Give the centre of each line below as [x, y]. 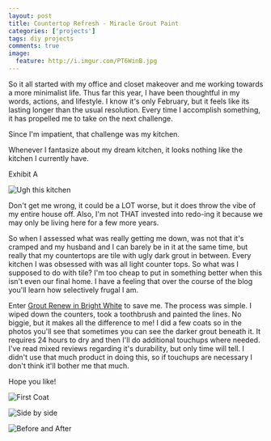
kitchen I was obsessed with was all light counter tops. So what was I [123, 264]
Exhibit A [23, 174]
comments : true [34, 46]
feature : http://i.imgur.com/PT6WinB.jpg [87, 61]
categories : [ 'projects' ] [52, 31]
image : [19, 53]
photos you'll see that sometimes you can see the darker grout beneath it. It [135, 331]
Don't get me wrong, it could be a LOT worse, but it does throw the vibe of [132, 205]
